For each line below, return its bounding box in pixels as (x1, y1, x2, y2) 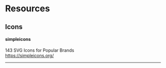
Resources (5, 3, 50, 14)
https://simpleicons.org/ (5, 52, 54, 58)
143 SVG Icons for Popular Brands (5, 47, 75, 53)
